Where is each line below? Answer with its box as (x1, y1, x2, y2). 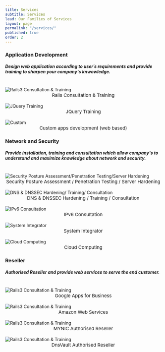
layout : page (5, 21, 32, 26)
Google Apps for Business (55, 292, 112, 299)
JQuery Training (65, 108, 101, 115)
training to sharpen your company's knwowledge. (5, 69, 110, 75)
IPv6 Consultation (63, 211, 103, 218)
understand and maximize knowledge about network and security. (5, 155, 146, 161)
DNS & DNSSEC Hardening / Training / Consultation (27, 194, 140, 201)
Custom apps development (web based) (39, 124, 127, 131)
